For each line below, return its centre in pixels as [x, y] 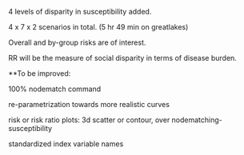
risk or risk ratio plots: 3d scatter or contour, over [89, 120]
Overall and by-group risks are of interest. [77, 42]
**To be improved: [40, 74]
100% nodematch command [55, 89]
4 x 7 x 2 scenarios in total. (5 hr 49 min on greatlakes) [98, 27]
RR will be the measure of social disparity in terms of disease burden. [123, 58]
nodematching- [197, 120]
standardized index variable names [66, 144]
